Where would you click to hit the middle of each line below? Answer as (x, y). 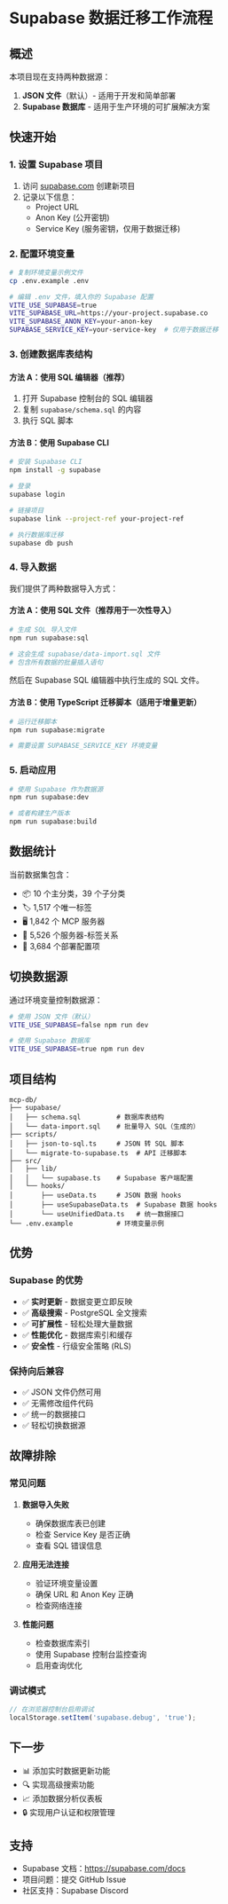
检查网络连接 (59, 1605)
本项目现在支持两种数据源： (60, 77)
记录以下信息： (49, 197)
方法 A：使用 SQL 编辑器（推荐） (70, 377)
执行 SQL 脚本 (47, 421)
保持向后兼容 (37, 1371)
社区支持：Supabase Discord (75, 1891)
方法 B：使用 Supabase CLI (59, 442)
